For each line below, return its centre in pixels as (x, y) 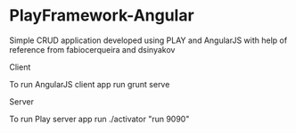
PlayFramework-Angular (102, 16)
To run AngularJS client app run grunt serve (90, 84)
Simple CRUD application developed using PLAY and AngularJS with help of (148, 40)
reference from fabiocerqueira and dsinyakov (92, 49)
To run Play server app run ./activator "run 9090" (99, 119)
